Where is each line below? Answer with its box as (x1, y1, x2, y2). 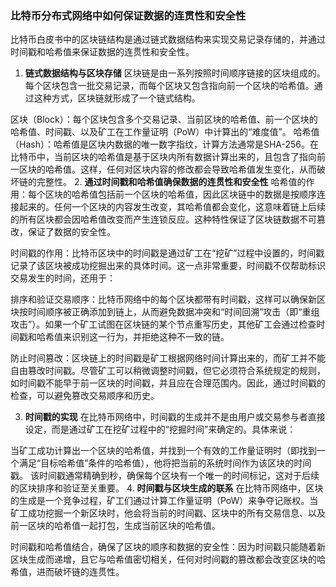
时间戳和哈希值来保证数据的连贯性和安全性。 (10, 46, 195, 58)
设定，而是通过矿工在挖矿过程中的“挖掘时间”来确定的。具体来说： (24, 423, 297, 436)
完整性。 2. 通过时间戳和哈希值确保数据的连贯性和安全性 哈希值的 (36, 176, 307, 188)
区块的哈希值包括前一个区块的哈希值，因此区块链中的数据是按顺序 (44, 188, 317, 201)
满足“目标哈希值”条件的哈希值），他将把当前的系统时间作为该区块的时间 (18, 457, 312, 469)
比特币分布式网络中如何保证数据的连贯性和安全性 (10, 8, 247, 22)
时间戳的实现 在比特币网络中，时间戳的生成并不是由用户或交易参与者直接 (24, 411, 326, 423)
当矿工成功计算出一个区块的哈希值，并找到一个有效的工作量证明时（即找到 (10, 445, 317, 457)
